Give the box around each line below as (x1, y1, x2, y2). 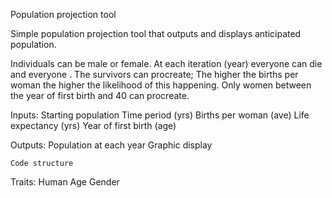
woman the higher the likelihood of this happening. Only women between (10, 79, 312, 91)
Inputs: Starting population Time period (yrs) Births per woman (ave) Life (10, 109, 310, 121)
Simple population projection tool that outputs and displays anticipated (10, 28, 302, 39)
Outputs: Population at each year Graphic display (10, 139, 213, 151)
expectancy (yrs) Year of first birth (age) (10, 120, 177, 131)
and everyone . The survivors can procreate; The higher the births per (10, 69, 299, 80)
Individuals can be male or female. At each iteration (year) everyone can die (10, 58, 323, 69)
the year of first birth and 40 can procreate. (10, 90, 190, 101)
